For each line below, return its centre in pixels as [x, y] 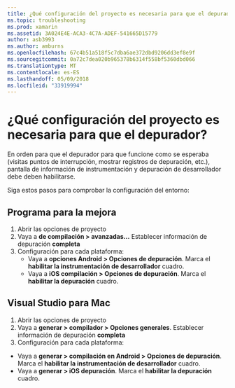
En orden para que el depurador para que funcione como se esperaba [108, 154]
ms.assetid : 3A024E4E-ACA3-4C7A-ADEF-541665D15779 [83, 33]
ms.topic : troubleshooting [47, 20]
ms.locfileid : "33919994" [45, 85]
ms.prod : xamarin [33, 27]
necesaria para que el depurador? [107, 135]
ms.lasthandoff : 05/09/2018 [48, 79]
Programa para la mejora [62, 212]
